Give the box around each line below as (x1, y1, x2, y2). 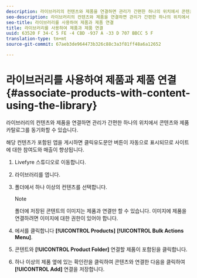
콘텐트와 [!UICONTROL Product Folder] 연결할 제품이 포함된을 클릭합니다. (14, 246, 188, 253)
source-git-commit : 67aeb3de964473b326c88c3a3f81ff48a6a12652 (6, 42, 161, 48)
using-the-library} (6, 99, 98, 112)
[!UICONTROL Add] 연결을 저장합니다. (14, 265, 105, 273)
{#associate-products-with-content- (6, 86, 191, 100)
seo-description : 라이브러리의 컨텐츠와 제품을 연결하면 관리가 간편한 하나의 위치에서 (6, 14, 190, 20)
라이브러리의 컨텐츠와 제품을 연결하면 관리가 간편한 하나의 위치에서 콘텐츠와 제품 (6, 118, 189, 126)
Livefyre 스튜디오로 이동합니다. (14, 158, 86, 165)
